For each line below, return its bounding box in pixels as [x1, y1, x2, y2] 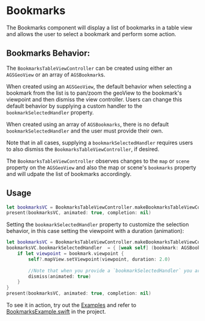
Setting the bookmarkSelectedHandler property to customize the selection [6, 221, 189, 228]
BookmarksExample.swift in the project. [6, 308, 106, 315]
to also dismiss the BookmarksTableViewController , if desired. [6, 145, 160, 153]
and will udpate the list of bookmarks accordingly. [6, 170, 132, 177]
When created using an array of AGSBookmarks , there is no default [6, 120, 169, 128]
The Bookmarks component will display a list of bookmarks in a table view [6, 24, 193, 31]
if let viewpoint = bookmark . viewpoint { [17, 251, 124, 257]
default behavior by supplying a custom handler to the [6, 102, 142, 109]
